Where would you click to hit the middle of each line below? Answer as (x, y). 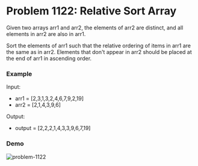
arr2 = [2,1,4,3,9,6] (38, 105)
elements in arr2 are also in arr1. (46, 34)
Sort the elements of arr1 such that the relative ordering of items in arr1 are (99, 46)
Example (19, 74)
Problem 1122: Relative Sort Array (91, 11)
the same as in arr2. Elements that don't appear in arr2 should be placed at (99, 52)
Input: (14, 87)
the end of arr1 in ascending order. (49, 58)
